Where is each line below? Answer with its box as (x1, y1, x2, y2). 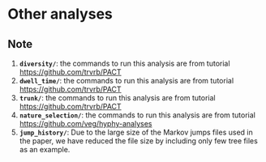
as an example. (19, 145, 71, 154)
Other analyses (7, 5, 113, 23)
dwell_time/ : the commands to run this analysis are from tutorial (19, 76, 234, 85)
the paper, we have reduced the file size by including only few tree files (19, 136, 259, 146)
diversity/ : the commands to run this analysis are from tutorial (19, 58, 230, 68)
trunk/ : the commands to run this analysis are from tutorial (19, 93, 216, 102)
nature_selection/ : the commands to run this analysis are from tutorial (19, 110, 256, 120)
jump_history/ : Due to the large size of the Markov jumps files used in (19, 127, 253, 137)
